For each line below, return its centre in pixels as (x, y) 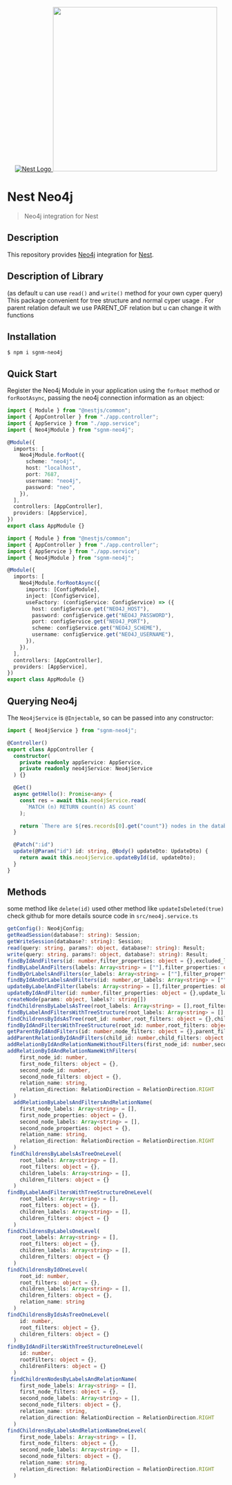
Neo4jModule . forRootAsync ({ (60, 583)
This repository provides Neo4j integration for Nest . (80, 254)
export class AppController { (51, 749)
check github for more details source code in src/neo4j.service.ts (103, 916)
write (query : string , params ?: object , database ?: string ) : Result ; (108, 954)
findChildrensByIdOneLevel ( (48, 1270)
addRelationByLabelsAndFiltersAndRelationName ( (83, 1103)
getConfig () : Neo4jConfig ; (46, 929)
